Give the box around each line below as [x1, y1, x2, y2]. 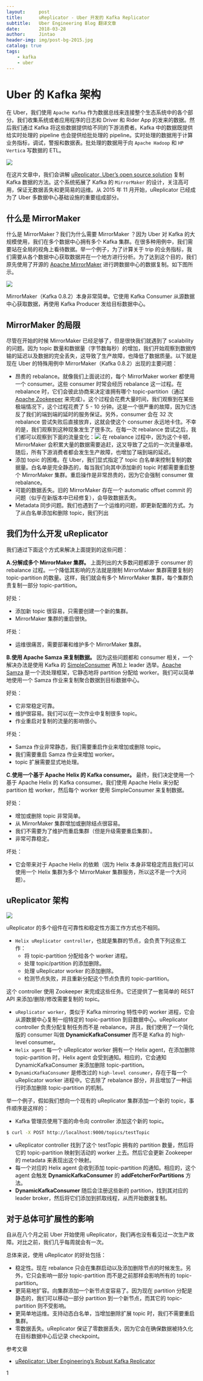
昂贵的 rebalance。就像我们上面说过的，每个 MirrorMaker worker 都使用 [14, 373, 195, 380]
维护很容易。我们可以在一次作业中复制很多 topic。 [14, 709, 141, 717]
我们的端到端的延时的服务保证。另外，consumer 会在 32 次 [25, 411, 173, 418]
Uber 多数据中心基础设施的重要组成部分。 [18, 194, 123, 201]
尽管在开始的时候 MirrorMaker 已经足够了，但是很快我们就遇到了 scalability [6, 337, 194, 345]
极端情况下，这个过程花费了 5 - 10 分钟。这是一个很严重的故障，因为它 [14, 403, 192, 410]
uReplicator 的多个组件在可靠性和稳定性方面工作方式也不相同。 [6, 923, 163, 931]
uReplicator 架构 [6, 896, 69, 906]
